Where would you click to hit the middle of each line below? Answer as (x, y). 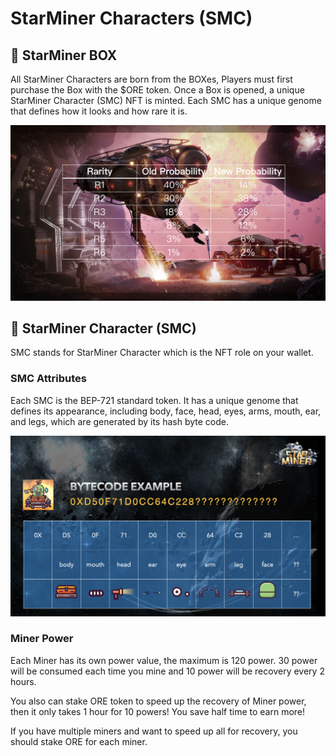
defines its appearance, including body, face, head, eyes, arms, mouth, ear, (166, 411)
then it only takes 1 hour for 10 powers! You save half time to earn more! (158, 711)
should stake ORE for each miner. (79, 741)
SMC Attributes (48, 379)
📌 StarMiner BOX (64, 55)
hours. (23, 681)
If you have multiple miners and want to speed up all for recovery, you (154, 731)
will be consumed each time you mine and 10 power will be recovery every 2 (167, 671)
